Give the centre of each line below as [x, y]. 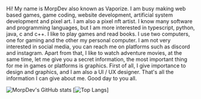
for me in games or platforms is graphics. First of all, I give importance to [96, 66]
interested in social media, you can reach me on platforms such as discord [98, 47]
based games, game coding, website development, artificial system [89, 15]
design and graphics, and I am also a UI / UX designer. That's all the [90, 72]
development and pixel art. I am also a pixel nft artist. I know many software [100, 21]
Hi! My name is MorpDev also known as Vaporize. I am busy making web [96, 9]
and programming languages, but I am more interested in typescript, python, [100, 27]
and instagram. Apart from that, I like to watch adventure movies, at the [94, 53]
